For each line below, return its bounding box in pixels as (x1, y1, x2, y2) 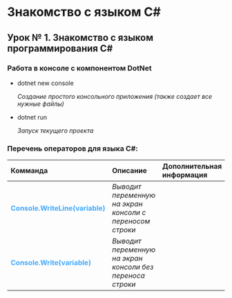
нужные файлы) (17, 100, 64, 108)
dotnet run (17, 113, 48, 121)
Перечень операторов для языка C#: (7, 143, 138, 153)
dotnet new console (17, 79, 74, 87)
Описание (112, 166, 147, 176)
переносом (112, 216, 151, 226)
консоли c (112, 208, 146, 218)
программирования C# (7, 42, 113, 54)
